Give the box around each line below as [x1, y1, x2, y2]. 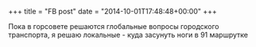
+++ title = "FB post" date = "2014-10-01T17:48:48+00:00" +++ [8, 7, 217, 16]
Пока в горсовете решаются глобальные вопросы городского [8, 22, 219, 31]
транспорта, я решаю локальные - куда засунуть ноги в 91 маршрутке [8, 31, 249, 39]
